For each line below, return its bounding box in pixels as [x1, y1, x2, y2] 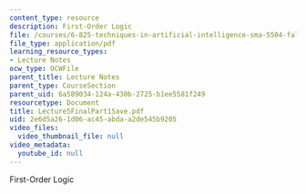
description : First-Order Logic [9, 22, 132, 31]
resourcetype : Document [9, 97, 100, 107]
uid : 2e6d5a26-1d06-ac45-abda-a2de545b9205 [9, 115, 178, 124]
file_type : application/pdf [9, 38, 117, 48]
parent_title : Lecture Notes [9, 73, 120, 82]
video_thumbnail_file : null [17, 132, 125, 141]
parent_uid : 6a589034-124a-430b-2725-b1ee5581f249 [9, 89, 206, 98]
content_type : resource [9, 13, 100, 23]
